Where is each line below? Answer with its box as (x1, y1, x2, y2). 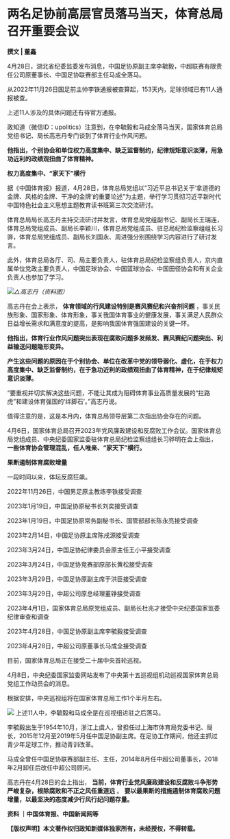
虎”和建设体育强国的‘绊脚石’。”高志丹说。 (7, 397, 121, 405)
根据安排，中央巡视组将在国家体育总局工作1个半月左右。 (7, 694, 166, 702)
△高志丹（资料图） (14, 287, 68, 296)
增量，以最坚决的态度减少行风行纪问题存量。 (7, 795, 133, 803)
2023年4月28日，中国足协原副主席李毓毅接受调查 (7, 627, 147, 635)
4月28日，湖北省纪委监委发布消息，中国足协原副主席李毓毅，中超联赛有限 (7, 62, 217, 70)
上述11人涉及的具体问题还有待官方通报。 (7, 108, 120, 117)
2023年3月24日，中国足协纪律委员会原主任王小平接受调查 (7, 545, 171, 554)
